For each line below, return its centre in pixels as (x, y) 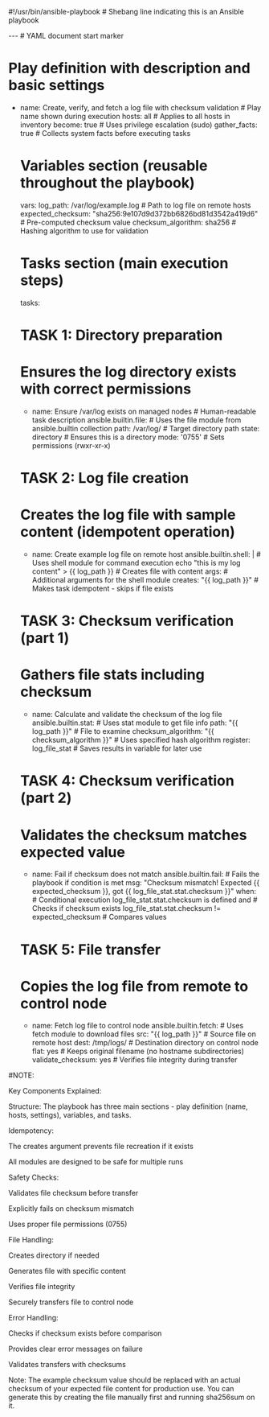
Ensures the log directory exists (128, 372)
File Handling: (31, 1240)
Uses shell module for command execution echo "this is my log (136, 563)
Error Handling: (33, 1318)
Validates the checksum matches (133, 835)
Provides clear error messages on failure (75, 1349)
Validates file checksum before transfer (73, 1193)
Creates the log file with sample (128, 515)
